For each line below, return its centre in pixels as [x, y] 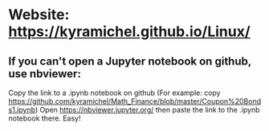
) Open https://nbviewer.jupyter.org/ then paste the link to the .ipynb [147, 110]
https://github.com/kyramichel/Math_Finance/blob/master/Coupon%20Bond [135, 101]
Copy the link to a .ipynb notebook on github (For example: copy [114, 93]
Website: [39, 15]
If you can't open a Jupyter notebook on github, [130, 61]
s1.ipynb [22, 110]
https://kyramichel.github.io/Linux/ [129, 32]
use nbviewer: [45, 73]
